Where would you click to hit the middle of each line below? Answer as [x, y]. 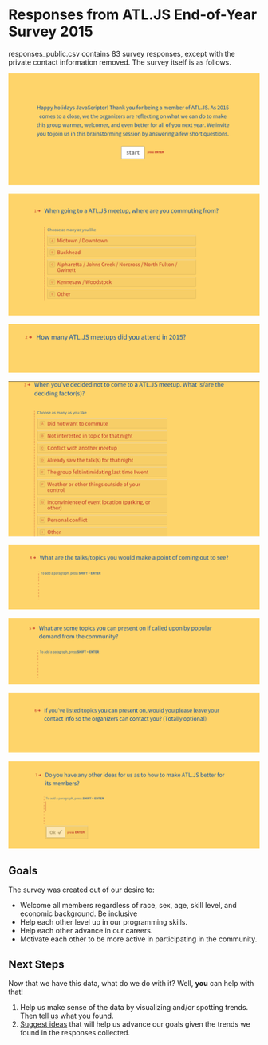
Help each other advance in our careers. [86, 931]
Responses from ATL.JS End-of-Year [133, 15]
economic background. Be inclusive [79, 913]
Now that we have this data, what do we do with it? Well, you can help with [131, 984]
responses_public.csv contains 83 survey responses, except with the [122, 53]
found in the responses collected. [75, 1033]
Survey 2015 [51, 31]
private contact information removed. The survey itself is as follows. [120, 62]
